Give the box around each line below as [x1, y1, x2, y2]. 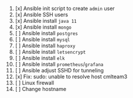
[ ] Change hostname [15, 86, 67, 92]
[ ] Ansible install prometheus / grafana [15, 61, 104, 68]
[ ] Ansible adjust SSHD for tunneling [15, 67, 104, 73]
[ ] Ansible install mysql [15, 36, 70, 43]
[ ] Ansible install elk [15, 55, 65, 61]
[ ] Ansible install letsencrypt [15, 48, 86, 55]
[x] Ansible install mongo [15, 23, 72, 30]
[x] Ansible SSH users [15, 11, 69, 18]
